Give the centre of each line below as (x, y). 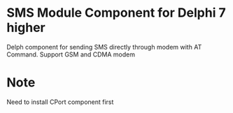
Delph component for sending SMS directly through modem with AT (104, 47)
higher (26, 28)
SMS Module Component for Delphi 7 (116, 13)
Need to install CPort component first (60, 102)
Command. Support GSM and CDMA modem (71, 54)
